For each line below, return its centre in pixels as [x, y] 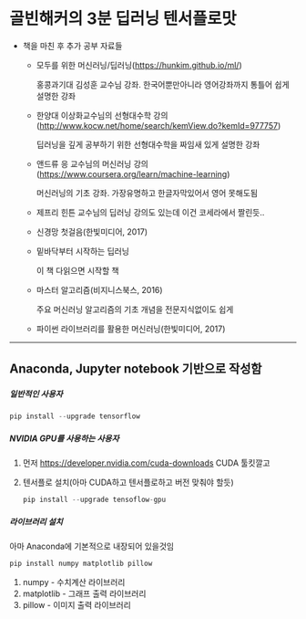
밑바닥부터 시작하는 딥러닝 [83, 251]
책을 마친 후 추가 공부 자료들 [72, 46]
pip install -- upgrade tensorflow [75, 416]
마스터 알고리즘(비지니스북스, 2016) [99, 289]
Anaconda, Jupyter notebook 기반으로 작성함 [136, 369]
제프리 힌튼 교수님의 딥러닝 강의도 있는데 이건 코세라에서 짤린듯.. [150, 212]
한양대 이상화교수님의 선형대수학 [94, 115]
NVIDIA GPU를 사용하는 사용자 [65, 438]
